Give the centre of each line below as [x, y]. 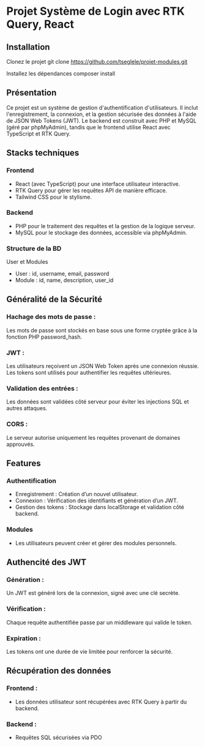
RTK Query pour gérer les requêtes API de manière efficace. [91, 190]
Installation [28, 47]
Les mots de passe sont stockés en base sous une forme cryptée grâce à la [102, 330]
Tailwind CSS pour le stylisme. [53, 197]
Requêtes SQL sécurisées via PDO [58, 737]
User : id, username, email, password [62, 274]
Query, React [40, 24]
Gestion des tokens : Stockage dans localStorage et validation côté [100, 507]
